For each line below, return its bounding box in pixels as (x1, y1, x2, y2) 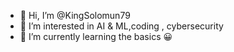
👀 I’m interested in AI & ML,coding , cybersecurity (19, 20, 224, 32)
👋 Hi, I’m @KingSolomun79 (19, 10, 131, 21)
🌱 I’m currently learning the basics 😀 (19, 31, 173, 42)
